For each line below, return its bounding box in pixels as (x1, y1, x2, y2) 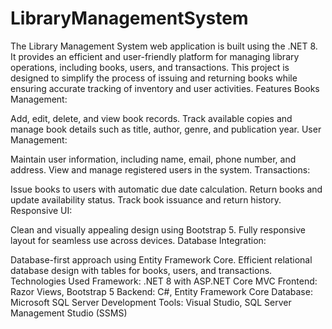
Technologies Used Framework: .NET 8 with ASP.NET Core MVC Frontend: (10, 275, 318, 287)
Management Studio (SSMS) (10, 307, 128, 319)
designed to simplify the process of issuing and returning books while (10, 72, 298, 84)
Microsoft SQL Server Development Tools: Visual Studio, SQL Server (10, 296, 292, 308)
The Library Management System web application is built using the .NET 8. (10, 40, 318, 52)
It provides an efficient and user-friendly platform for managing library (10, 50, 300, 62)
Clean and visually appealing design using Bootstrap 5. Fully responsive (10, 223, 306, 236)
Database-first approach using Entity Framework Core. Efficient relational (10, 253, 313, 266)
